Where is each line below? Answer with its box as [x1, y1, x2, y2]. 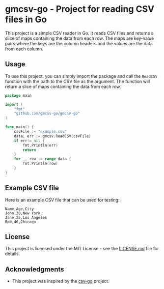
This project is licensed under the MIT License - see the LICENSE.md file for [5, 246, 159, 252]
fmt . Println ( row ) [23, 161, 58, 166]
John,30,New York [5, 210, 41, 216]
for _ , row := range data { [14, 156, 71, 162]
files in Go [5, 14, 47, 25]
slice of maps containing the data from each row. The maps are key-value [5, 35, 154, 41]
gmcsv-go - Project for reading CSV [5, 3, 155, 15]
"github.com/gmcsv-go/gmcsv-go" [14, 111, 80, 116]
